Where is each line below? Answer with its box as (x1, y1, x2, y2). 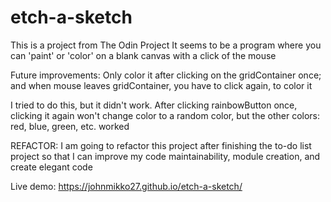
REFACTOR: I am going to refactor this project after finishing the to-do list (10, 139, 312, 151)
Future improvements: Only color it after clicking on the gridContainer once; (10, 69, 322, 81)
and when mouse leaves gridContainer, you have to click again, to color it (10, 79, 313, 91)
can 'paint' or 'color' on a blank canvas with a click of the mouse (10, 49, 277, 61)
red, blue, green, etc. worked (10, 120, 130, 132)
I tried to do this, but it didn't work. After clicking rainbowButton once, (10, 99, 298, 111)
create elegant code (10, 161, 93, 173)
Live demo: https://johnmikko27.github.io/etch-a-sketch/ (10, 180, 243, 192)
